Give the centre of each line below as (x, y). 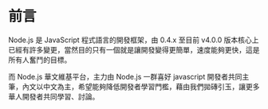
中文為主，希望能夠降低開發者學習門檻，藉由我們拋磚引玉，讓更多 (151, 86)
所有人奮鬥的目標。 (40, 60)
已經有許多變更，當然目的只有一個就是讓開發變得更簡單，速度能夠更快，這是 (134, 49)
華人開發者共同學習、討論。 (54, 96)
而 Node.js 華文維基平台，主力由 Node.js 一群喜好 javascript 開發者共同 (125, 76)
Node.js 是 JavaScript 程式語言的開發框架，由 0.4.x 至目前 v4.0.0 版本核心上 (134, 40)
